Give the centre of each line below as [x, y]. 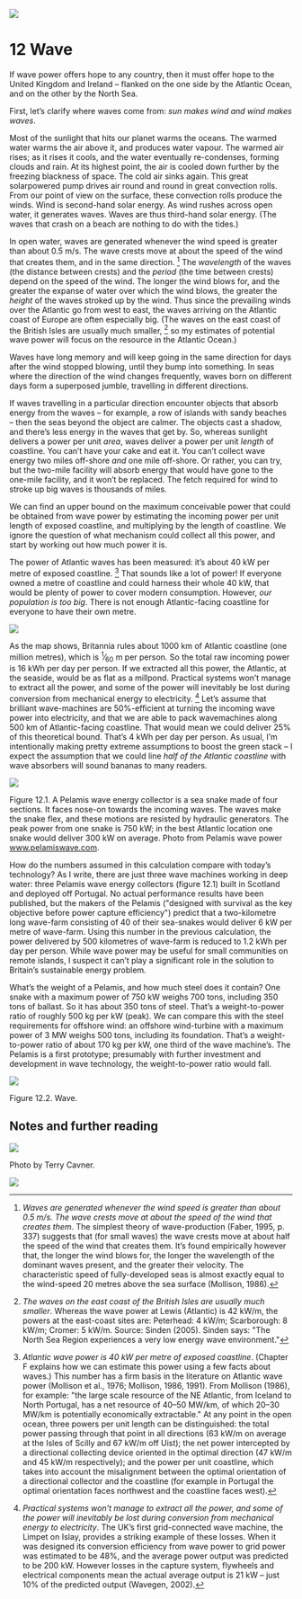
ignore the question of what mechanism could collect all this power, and [142, 536]
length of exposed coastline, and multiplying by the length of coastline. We [148, 526]
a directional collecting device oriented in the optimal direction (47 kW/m [157, 1452]
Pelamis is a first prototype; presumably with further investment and [135, 1054]
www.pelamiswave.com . [55, 848]
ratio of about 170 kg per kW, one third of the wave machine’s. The [168, 1045]
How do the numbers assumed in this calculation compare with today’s [140, 865]
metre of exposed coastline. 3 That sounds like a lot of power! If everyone [146, 573]
